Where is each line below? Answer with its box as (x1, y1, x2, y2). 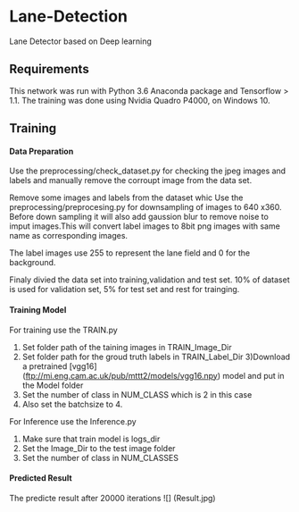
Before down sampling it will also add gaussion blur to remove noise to (9, 212, 270, 222)
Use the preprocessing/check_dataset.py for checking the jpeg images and (9, 165, 287, 176)
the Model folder (21, 380, 84, 390)
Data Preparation (9, 146, 74, 156)
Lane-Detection (9, 6, 128, 27)
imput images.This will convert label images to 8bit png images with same (9, 221, 281, 231)
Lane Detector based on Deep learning (9, 36, 152, 46)
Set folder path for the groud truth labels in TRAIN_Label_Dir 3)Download (21, 351, 291, 362)
